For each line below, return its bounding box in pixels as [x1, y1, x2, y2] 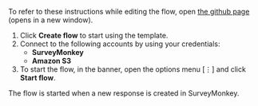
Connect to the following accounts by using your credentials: [19, 39, 220, 49]
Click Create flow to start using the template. [19, 31, 169, 40]
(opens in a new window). [8, 15, 93, 25]
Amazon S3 [31, 56, 72, 65]
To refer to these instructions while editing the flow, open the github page [8, 7, 250, 16]
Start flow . [19, 73, 56, 82]
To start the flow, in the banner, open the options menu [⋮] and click [19, 65, 246, 74]
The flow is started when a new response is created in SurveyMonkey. [8, 88, 240, 98]
